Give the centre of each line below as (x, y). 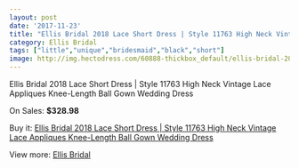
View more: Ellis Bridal (50, 155)
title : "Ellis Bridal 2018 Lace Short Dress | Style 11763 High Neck (141, 34)
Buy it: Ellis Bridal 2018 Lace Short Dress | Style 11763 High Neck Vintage (143, 128)
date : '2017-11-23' (45, 26)
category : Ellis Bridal (53, 42)
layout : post (33, 17)
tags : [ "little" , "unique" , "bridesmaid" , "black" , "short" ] (117, 51)
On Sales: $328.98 (44, 111)
